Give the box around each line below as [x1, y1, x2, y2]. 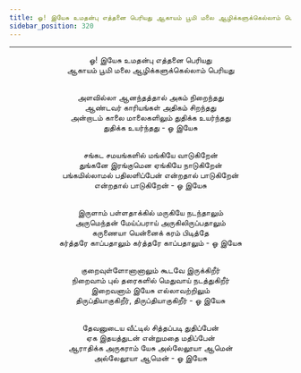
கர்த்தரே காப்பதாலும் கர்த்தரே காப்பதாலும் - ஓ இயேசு [58, 237, 243, 248]
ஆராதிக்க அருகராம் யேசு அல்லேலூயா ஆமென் [68, 342, 233, 353]
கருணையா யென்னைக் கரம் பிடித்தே [91, 227, 210, 238]
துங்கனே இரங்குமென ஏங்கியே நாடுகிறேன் [79, 159, 222, 170]
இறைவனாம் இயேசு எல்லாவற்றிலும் [90, 284, 211, 295]
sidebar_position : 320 [9, 21, 94, 30]
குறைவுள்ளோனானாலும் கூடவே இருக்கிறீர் [80, 265, 221, 276]
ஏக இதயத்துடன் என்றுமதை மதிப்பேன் [86, 332, 215, 343]
